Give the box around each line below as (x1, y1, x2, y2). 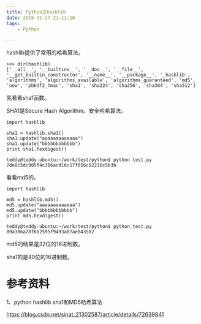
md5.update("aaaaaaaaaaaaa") (6, 202, 81, 208)
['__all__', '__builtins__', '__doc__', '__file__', (6, 67, 144, 73)
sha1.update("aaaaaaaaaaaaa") (6, 135, 84, 141)
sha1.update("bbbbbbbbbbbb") (6, 141, 81, 147)
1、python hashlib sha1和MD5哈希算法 (6, 298, 103, 306)
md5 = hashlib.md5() (6, 197, 59, 203)
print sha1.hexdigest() (6, 146, 67, 153)
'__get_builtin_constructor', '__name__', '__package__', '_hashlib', (6, 72, 191, 78)
